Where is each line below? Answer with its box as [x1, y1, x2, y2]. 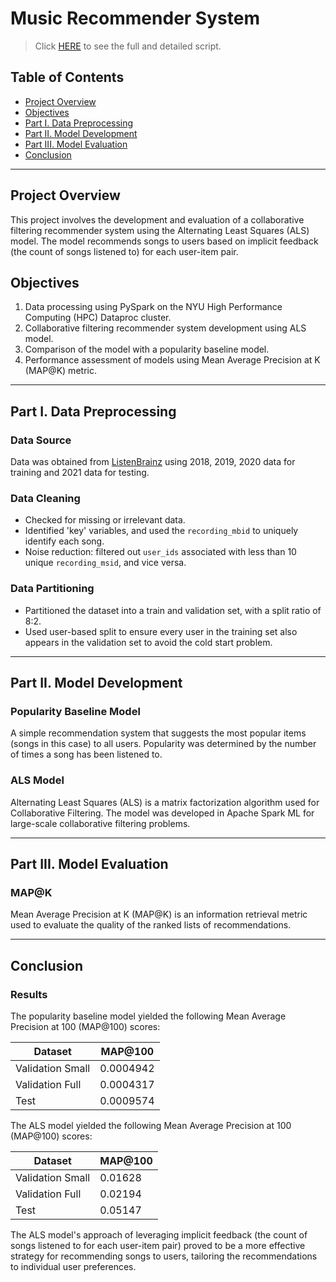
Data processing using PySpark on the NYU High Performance [24, 301, 283, 313]
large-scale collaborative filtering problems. [10, 817, 191, 829]
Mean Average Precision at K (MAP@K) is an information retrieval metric [10, 908, 308, 921]
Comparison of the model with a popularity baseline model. [24, 343, 270, 356]
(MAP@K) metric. [24, 365, 97, 377]
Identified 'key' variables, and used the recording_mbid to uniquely [24, 525, 299, 537]
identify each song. [24, 535, 105, 547]
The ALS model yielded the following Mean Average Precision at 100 [10, 1120, 292, 1132]
